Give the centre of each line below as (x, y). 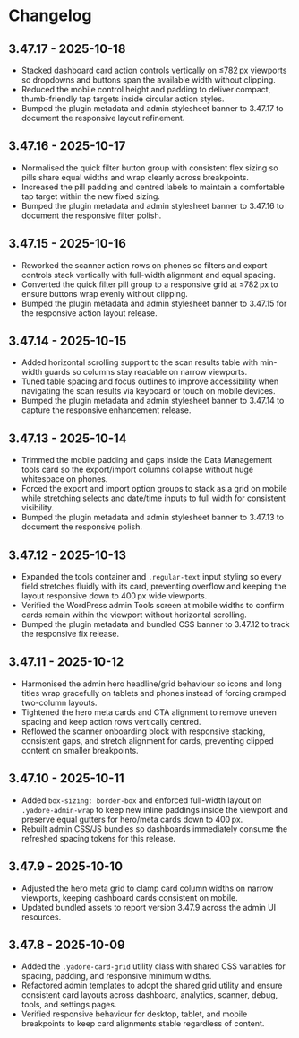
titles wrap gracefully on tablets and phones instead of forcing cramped (154, 693)
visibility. (38, 508)
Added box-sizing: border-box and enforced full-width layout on (141, 800)
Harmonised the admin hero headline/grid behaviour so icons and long (152, 684)
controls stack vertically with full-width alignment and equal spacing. (149, 275)
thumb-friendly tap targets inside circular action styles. (123, 99)
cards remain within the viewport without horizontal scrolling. (134, 615)
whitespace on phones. (64, 479)
